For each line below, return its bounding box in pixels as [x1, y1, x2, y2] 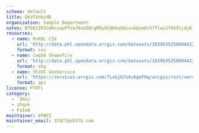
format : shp [17, 63, 46, 69]
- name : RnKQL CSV [11, 36, 57, 42]
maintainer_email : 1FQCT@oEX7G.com [6, 118, 94, 124]
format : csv [17, 47, 46, 53]
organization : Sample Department [6, 19, 89, 25]
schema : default [6, 8, 46, 15]
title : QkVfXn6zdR [6, 14, 52, 20]
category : [6, 91, 31, 97]
